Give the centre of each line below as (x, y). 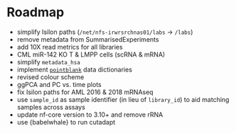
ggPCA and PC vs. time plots (59, 84)
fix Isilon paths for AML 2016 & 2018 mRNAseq (85, 92)
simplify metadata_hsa (49, 62)
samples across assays (51, 107)
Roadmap (36, 12)
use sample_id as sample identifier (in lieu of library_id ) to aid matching (123, 99)
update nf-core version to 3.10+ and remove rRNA (90, 115)
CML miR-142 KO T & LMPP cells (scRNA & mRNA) (91, 54)
